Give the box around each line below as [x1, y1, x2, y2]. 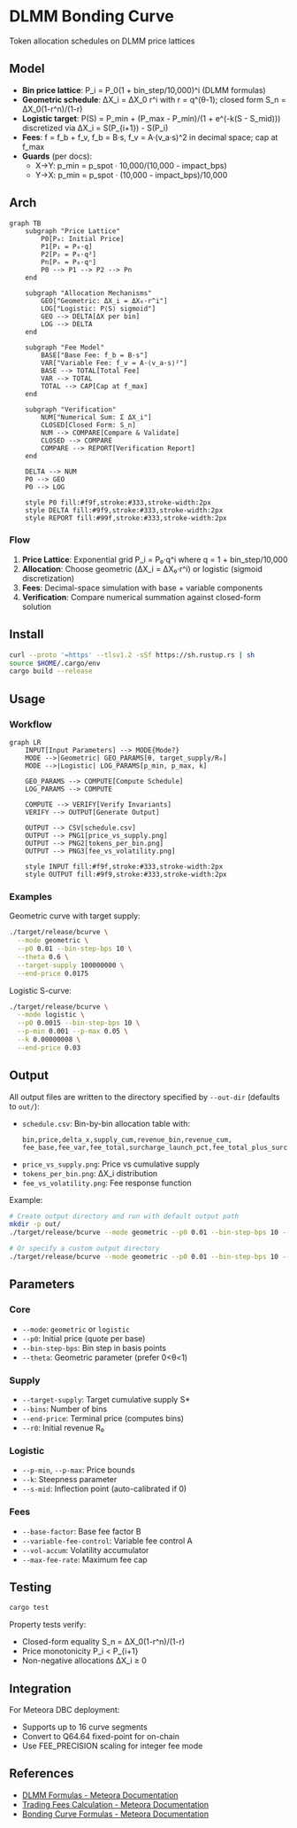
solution [21, 601, 51, 612]
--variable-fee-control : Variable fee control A [21, 1535, 193, 1546]
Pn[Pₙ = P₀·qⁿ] [41, 257, 97, 267]
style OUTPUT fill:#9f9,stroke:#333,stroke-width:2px [25, 870, 227, 879]
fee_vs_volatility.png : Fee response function [21, 1177, 192, 1188]
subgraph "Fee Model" [25, 343, 104, 352]
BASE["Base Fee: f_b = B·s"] [41, 350, 148, 360]
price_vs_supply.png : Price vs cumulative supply [21, 1159, 201, 1169]
